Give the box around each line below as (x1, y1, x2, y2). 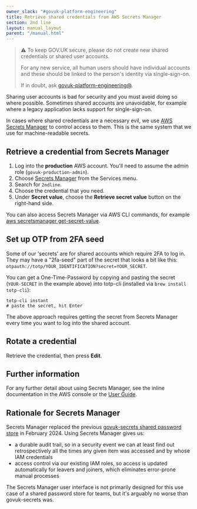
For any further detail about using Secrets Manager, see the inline (6, 384, 165, 391)
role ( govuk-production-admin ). (14, 168, 89, 175)
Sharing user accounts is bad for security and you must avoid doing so (6, 93, 178, 101)
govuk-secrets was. (6, 496, 54, 503)
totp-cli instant (6, 297, 49, 303)
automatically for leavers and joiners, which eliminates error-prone (14, 466, 176, 473)
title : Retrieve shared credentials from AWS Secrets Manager (6, 14, 162, 20)
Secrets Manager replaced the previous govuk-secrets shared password (6, 424, 182, 431)
